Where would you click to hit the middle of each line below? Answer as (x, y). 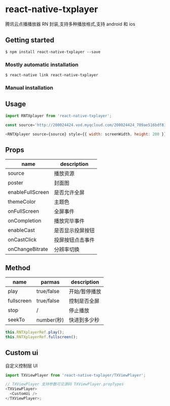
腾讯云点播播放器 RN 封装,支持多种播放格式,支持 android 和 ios (70, 24)
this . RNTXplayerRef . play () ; (35, 333)
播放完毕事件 (69, 221)
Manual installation (29, 88)
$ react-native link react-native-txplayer (52, 75)
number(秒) (50, 320)
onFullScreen (24, 211)
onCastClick (22, 240)
